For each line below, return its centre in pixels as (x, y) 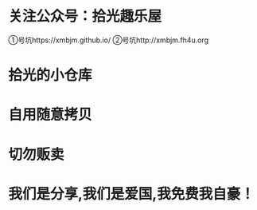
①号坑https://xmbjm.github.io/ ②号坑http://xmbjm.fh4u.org (109, 40)
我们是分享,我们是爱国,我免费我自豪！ (131, 194)
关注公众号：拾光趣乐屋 (85, 16)
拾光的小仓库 (51, 75)
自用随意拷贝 (51, 115)
